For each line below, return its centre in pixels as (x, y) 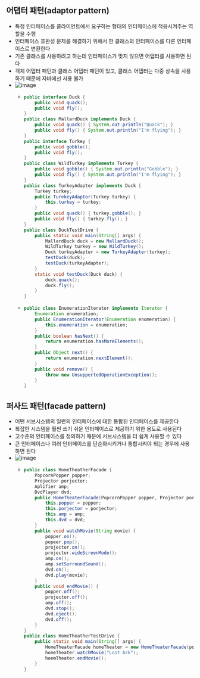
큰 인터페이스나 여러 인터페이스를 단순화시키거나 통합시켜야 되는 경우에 (97, 444)
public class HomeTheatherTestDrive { (72, 636)
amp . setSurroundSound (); (76, 564)
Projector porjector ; (61, 481)
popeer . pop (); (62, 542)
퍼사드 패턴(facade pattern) (56, 406)
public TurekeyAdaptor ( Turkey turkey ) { (85, 197)
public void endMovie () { (67, 586)
